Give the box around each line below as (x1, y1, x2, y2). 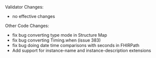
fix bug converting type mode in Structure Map (12, 32, 107, 38)
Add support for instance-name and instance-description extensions (12, 48, 151, 53)
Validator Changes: (5, 4, 44, 10)
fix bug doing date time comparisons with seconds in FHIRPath (12, 43, 140, 48)
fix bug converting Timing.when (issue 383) (12, 37, 101, 43)
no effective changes (12, 14, 55, 19)
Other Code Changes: (5, 23, 50, 29)
